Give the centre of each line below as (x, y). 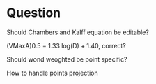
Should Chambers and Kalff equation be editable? (78, 32)
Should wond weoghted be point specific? (67, 59)
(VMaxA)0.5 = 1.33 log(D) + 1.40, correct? (66, 45)
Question (33, 13)
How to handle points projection (52, 73)
